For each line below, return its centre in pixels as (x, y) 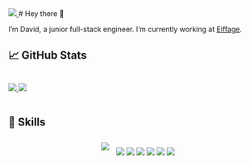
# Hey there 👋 (41, 14)
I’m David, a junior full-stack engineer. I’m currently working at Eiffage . (125, 29)
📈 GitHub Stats (48, 55)
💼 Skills (27, 123)
